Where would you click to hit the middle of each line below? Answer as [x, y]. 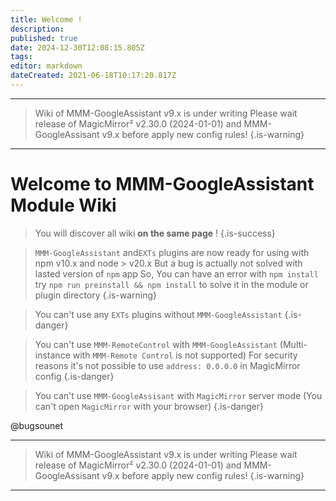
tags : [21, 57]
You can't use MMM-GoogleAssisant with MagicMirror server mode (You [178, 395]
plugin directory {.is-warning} [96, 295]
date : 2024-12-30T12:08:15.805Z [77, 47]
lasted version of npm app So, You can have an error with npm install [176, 273]
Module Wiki [63, 205]
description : [37, 29]
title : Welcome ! [46, 19]
